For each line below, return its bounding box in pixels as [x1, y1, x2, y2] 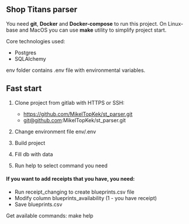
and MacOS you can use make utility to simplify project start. [19, 26, 167, 33]
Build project [14, 139, 46, 146]
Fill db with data [14, 150, 53, 157]
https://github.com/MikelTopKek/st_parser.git [23, 111, 133, 118]
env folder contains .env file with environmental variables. [6, 67, 146, 74]
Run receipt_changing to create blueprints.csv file [14, 188, 135, 195]
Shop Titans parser [6, 5, 78, 15]
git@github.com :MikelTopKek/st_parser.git [23, 116, 126, 123]
